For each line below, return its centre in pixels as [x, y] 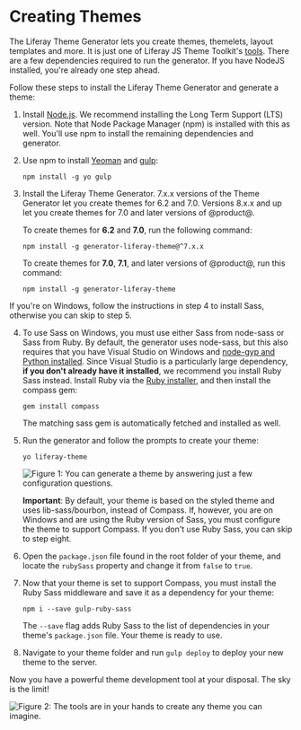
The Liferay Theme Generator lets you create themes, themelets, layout [142, 41]
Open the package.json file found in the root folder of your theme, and [151, 556]
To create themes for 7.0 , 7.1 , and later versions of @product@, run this [154, 263]
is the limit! [29, 689]
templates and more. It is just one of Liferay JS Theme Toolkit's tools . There [149, 50]
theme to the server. [60, 662]
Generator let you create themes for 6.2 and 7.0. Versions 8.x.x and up [152, 203]
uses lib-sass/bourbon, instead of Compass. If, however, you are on [148, 510]
